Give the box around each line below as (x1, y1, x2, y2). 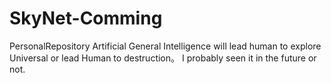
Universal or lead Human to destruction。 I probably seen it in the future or (9, 52, 317, 64)
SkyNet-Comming (9, 7, 163, 30)
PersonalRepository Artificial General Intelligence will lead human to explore (9, 40, 322, 52)
